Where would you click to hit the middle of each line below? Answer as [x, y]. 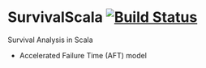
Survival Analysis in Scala [51, 40]
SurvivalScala [55, 17]
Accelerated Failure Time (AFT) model [83, 55]
